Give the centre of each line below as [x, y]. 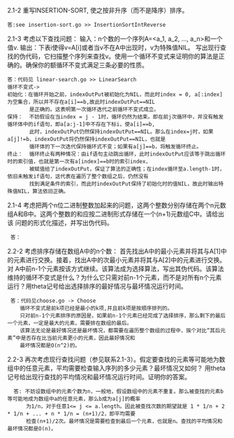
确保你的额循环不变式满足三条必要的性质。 [87, 65]
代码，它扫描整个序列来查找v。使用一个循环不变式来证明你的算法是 [122, 56]
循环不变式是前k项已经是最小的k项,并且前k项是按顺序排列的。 [96, 308]
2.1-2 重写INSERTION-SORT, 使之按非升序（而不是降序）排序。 [98, 10]
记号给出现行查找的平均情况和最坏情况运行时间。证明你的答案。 [99, 377]
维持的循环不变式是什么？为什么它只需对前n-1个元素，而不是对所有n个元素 [115, 278]
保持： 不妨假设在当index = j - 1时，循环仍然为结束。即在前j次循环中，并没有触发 [116, 117]
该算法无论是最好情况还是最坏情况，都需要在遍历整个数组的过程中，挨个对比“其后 [120, 331]
